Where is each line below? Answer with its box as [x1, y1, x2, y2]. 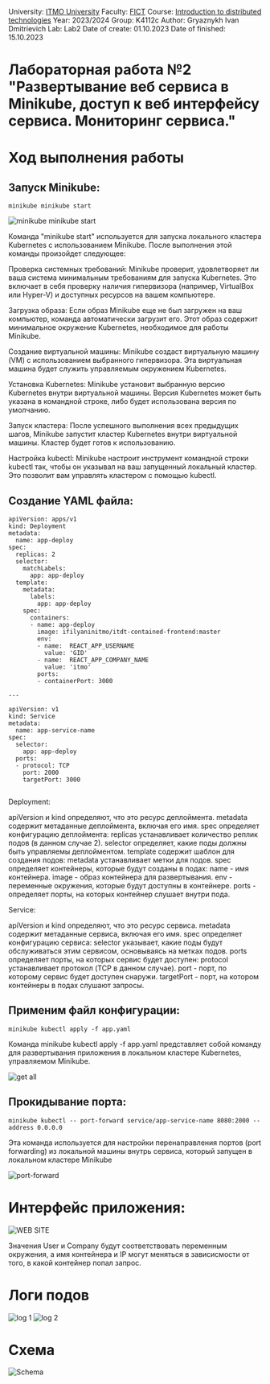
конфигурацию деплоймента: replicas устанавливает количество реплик [8, 830, 259, 839]
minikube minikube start [8, 202, 92, 210]
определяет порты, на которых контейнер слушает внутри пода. [8, 889, 231, 899]
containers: [29, 614, 70, 622]
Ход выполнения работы [8, 149, 185, 167]
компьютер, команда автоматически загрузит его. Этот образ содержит [8, 314, 259, 324]
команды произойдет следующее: [8, 249, 126, 258]
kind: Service [8, 712, 56, 720]
